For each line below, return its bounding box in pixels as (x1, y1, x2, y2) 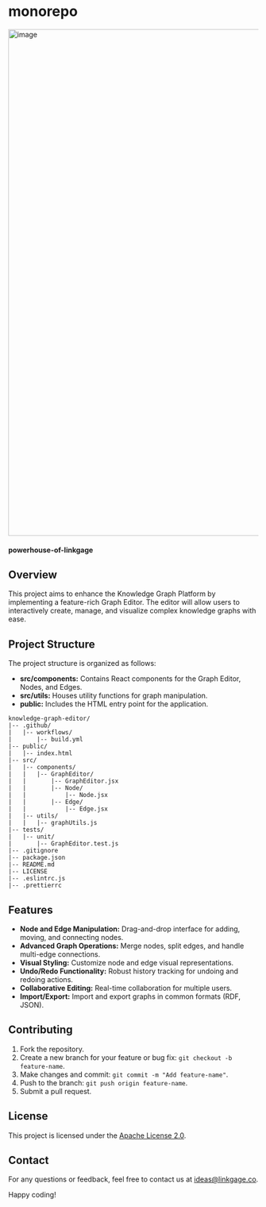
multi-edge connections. (19, 949, 101, 959)
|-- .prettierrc (8, 881, 62, 890)
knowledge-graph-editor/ (8, 714, 91, 723)
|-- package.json (8, 853, 66, 862)
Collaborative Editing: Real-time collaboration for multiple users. (19, 983, 233, 992)
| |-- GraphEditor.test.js (8, 840, 119, 848)
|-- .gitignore (8, 847, 59, 855)
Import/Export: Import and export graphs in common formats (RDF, (19, 992, 241, 1001)
